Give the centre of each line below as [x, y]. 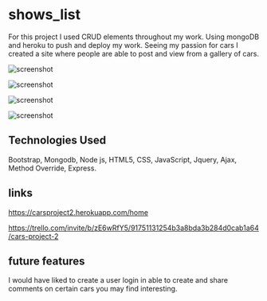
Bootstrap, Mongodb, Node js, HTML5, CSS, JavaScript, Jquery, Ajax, [123, 159]
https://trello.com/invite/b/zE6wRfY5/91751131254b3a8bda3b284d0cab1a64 [133, 228]
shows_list [45, 15]
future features [47, 261]
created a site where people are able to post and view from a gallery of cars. [133, 53]
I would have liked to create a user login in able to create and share [118, 280]
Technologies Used [57, 141]
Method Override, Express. [53, 168]
